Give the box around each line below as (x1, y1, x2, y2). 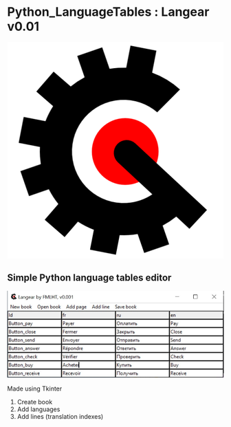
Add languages (16, 405, 60, 413)
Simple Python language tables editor (7, 272, 172, 284)
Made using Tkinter (7, 384, 63, 393)
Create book (16, 398, 53, 406)
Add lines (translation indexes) (16, 413, 104, 421)
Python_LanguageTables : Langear (7, 4, 210, 20)
